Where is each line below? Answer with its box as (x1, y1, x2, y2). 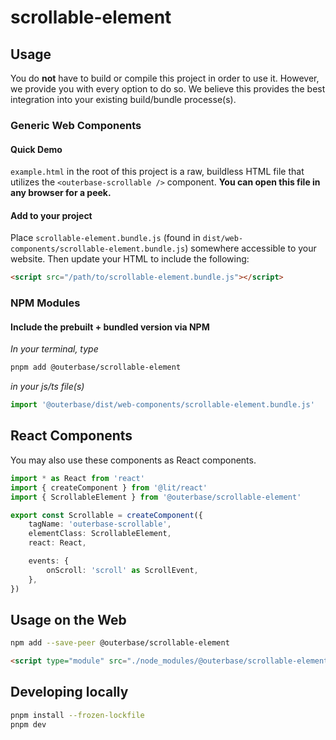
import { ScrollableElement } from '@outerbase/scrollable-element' (10, 492, 302, 502)
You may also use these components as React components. (10, 454, 257, 466)
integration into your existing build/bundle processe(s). (10, 94, 237, 105)
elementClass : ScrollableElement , (28, 529, 172, 539)
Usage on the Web (10, 611, 127, 628)
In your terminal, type (10, 343, 99, 355)
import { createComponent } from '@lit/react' (10, 482, 208, 493)
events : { (28, 556, 70, 566)
